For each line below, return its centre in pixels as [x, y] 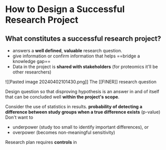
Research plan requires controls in [41, 142]
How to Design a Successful [65, 9]
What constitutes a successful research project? [83, 39]
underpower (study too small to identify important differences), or [80, 127]
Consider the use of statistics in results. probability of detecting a [74, 106]
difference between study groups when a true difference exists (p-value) [83, 112]
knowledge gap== [31, 61]
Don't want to [19, 117]
